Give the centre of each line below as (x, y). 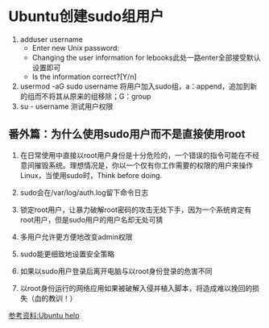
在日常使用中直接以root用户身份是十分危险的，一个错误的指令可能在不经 (140, 155)
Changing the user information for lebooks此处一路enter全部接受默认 (146, 57)
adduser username (51, 39)
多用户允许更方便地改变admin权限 (76, 237)
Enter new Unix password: (75, 48)
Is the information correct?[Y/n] (84, 77)
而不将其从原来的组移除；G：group (93, 96)
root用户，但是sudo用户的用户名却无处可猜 (91, 219)
